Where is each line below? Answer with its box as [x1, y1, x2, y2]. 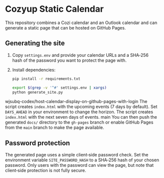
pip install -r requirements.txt [12, 76, 81, 81]
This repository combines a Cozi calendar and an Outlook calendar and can [5, 20, 158, 25]
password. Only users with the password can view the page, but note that [5, 162, 154, 168]
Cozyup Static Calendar [5, 3, 104, 15]
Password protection [5, 139, 70, 147]
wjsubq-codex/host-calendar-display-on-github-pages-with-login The [5, 99, 148, 104]
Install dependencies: [12, 67, 56, 73]
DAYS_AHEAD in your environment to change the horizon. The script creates [5, 109, 153, 115]
